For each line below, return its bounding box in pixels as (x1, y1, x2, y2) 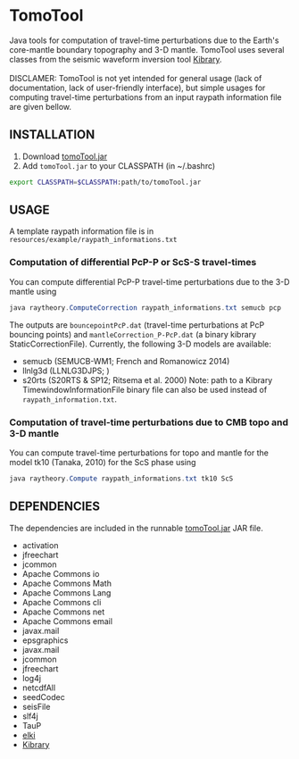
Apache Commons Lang (21, 587, 112, 598)
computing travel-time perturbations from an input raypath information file (9, 91, 283, 103)
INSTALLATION (9, 127, 96, 143)
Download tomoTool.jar (21, 151, 108, 162)
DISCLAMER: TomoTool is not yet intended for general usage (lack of (9, 72, 262, 83)
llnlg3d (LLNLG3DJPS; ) (21, 365, 110, 376)
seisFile (21, 701, 51, 712)
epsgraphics (21, 635, 69, 646)
